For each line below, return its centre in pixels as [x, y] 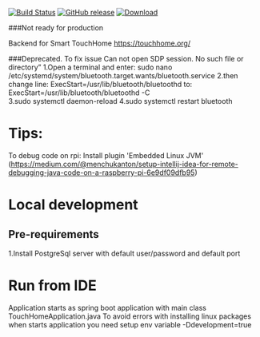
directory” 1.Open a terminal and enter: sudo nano [90, 67]
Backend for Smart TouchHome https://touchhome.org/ [99, 43]
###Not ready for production [56, 28]
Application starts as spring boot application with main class [107, 307]
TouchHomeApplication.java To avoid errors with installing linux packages [130, 316]
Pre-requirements [54, 234]
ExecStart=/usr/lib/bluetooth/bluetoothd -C [79, 93]
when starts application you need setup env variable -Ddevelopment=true [130, 324]
